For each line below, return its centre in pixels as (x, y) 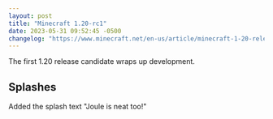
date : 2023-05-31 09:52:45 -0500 (65, 31)
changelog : (27, 38)
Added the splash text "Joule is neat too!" (78, 107)
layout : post (30, 16)
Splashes (32, 87)
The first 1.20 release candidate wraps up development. (102, 62)
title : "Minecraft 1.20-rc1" (58, 23)
